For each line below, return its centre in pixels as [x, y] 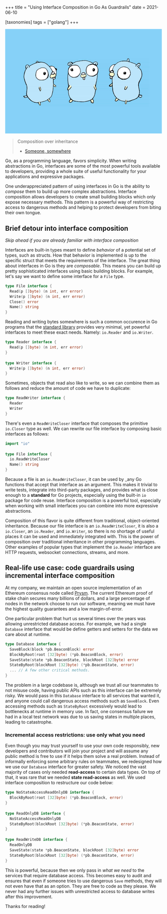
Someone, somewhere [48, 151]
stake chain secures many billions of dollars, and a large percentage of [78, 598]
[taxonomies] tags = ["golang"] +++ [42, 22]
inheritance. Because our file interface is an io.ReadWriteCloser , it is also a [82, 526]
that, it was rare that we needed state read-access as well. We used [75, 777]
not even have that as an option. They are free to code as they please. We [81, 886]
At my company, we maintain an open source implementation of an [74, 588]
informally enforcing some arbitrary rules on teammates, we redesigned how [83, 762]
